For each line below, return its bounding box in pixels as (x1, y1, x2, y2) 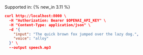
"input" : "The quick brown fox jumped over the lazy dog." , (13, 32, 139, 37)
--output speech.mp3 (9, 45, 51, 50)
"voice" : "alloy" (13, 36, 49, 41)
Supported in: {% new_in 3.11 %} (4, 4, 70, 10)
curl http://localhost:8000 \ (4, 14, 67, 18)
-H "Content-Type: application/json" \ (9, 22, 91, 27)
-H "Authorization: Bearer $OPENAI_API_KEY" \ (9, 18, 106, 23)
